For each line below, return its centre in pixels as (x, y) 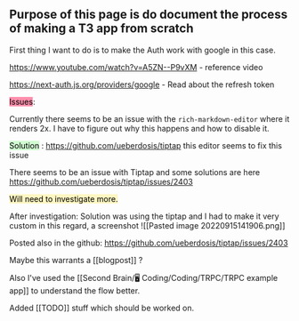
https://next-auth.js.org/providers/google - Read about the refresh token (142, 84)
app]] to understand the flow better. (75, 290)
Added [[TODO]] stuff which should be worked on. (102, 308)
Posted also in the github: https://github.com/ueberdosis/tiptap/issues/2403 (149, 243)
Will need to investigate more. (64, 198)
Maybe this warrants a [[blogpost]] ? (76, 260)
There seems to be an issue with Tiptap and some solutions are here (135, 172)
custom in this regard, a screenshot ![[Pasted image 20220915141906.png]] (147, 225)
